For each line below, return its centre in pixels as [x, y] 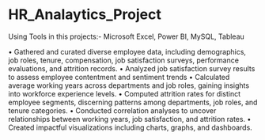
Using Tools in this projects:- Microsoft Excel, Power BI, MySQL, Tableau [127, 36]
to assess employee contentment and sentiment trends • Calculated [119, 77]
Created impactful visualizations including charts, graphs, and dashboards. [131, 127]
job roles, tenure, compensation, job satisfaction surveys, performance [124, 60]
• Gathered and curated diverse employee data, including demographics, [127, 51]
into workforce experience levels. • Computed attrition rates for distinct [125, 93]
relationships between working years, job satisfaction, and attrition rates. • [130, 119]
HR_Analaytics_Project [85, 15]
